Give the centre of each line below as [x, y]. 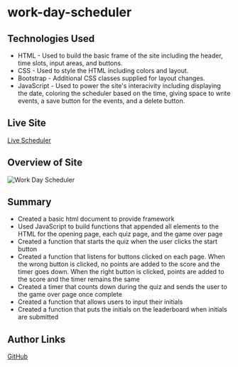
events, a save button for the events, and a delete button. [101, 101]
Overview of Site [45, 163]
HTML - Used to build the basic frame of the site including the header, [120, 55]
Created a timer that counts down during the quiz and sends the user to [122, 287]
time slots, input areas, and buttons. [70, 63]
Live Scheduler [29, 140]
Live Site [27, 123]
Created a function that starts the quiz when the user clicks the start [118, 241]
